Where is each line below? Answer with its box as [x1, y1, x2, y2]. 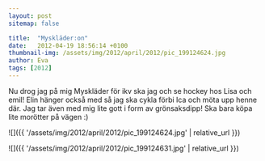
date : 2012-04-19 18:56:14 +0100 [8, 41, 128, 49]
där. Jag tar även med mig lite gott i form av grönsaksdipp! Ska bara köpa [8, 103, 253, 113]
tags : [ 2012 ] [8, 64, 53, 73]
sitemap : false [8, 19, 60, 28]
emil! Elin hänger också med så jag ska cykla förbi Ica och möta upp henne [8, 95, 257, 104]
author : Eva [8, 57, 48, 65]
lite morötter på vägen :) [8, 112, 89, 121]
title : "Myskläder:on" [8, 34, 89, 42]
